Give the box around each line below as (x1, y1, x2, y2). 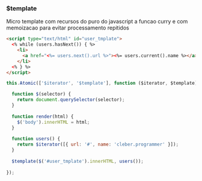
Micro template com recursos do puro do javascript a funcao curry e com (6, 18, 188, 25)
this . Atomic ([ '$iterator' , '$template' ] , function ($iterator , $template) (6, 80, 198, 87)
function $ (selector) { (11, 91, 71, 97)
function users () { (11, 136, 61, 142)
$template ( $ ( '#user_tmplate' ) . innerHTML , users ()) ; (11, 158, 144, 164)
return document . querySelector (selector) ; (17, 97, 125, 103)
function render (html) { (11, 113, 74, 120)
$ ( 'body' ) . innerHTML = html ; (17, 119, 90, 125)
